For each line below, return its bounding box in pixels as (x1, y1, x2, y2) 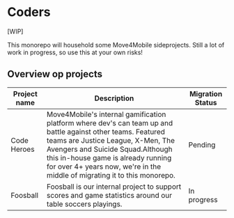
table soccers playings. (46, 199, 123, 209)
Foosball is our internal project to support (46, 182, 182, 192)
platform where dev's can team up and (46, 118, 173, 127)
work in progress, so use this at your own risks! (7, 48, 143, 56)
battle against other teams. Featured (46, 127, 165, 137)
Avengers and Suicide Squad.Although (46, 144, 173, 154)
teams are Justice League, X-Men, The (46, 135, 175, 145)
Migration (189, 88, 223, 98)
